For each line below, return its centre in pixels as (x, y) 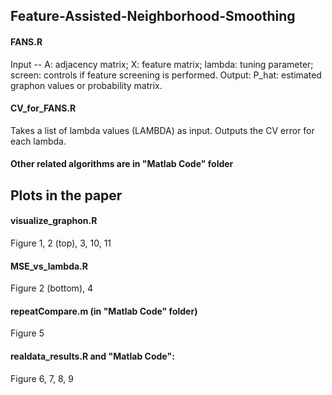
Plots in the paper (66, 195)
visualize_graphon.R (54, 221)
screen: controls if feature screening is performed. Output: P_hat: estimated (166, 75)
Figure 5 (27, 333)
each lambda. (38, 141)
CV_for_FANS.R (43, 108)
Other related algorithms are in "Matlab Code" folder (122, 164)
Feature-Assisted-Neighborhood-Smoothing (153, 16)
